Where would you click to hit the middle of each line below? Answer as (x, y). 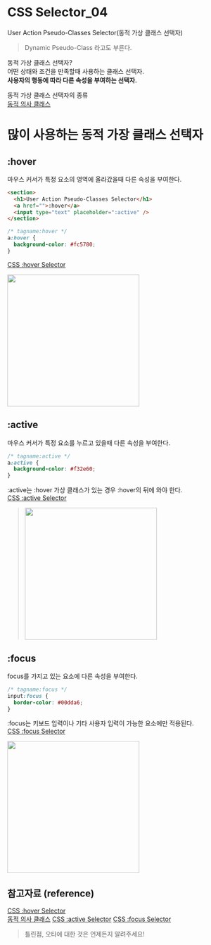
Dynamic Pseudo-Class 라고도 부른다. (78, 47)
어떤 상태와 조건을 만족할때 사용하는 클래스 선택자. (76, 71)
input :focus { (28, 696)
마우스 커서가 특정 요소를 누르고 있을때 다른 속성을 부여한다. (89, 443)
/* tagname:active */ (39, 456)
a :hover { (22, 238)
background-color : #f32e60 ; (55, 469)
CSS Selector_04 (58, 12)
